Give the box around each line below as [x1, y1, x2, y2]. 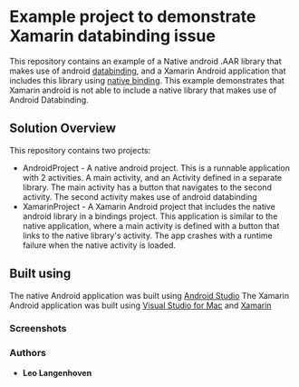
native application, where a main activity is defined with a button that [22, 220, 280, 231]
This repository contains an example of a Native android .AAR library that [9, 55, 283, 66]
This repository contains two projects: [9, 144, 151, 155]
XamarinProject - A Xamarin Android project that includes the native [22, 201, 276, 212]
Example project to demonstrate [9, 6, 256, 27]
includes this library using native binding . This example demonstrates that [9, 74, 285, 85]
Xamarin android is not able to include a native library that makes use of [9, 84, 277, 95]
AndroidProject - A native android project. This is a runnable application [22, 162, 291, 174]
